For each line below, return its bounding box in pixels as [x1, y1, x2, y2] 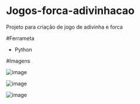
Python [14, 46, 32, 53]
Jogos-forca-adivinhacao [6, 4, 135, 18]
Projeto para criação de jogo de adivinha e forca [6, 23, 124, 30]
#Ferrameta [6, 34, 35, 41]
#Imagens [6, 57, 31, 64]
